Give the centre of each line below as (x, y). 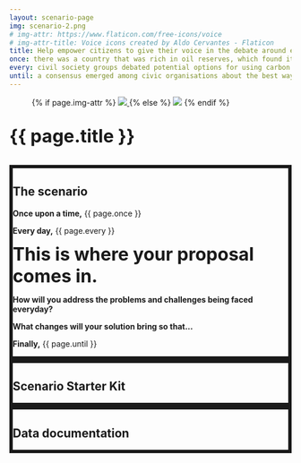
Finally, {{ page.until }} (55, 343)
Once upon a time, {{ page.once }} (77, 213)
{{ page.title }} (73, 136)
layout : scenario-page (52, 17)
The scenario (50, 192)
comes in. (56, 276)
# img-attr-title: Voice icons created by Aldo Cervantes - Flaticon (142, 43)
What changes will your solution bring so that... (103, 326)
